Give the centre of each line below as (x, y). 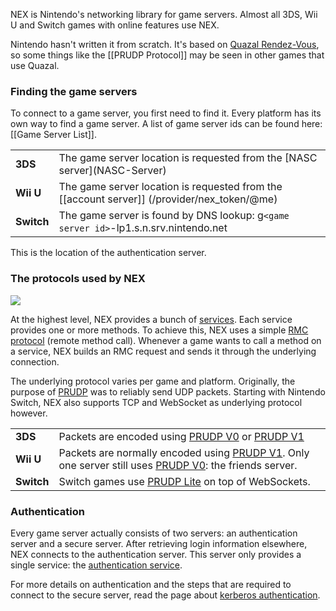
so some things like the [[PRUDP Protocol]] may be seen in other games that (167, 55)
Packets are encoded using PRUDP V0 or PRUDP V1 (181, 436)
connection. (35, 361)
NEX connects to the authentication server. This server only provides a (156, 554)
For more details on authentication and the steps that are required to (151, 584)
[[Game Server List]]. (54, 135)
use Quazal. (35, 65)
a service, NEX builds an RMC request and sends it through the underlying (163, 351)
